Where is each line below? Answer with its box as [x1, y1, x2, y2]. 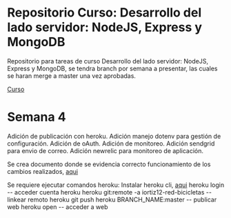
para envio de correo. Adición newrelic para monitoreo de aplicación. [7, 146, 204, 155]
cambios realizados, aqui [7, 167, 78, 175]
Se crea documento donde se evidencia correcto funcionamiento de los [7, 160, 211, 168]
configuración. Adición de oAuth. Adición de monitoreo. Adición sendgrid [7, 139, 215, 148]
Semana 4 [7, 109, 67, 125]
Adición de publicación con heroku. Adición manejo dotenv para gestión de [7, 132, 221, 140]
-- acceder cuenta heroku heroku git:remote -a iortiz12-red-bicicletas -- [7, 188, 212, 196]
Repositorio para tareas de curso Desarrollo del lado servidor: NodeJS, [7, 57, 209, 65]
